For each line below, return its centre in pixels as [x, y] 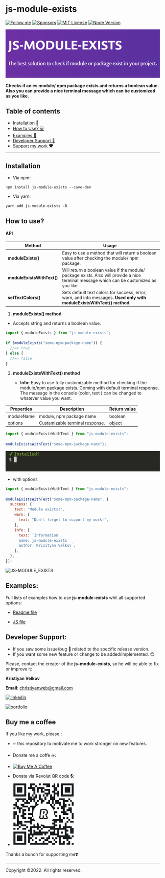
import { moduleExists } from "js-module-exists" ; [58, 333]
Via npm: [22, 178]
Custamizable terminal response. [72, 423]
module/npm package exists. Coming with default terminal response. [89, 388]
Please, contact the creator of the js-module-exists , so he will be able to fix [82, 664]
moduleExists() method [37, 314]
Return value [122, 409]
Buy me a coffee [31, 722]
